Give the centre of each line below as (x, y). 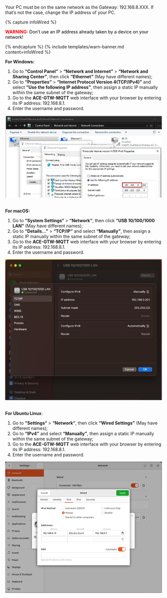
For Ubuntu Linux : (24, 414)
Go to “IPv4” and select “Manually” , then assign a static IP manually (83, 434)
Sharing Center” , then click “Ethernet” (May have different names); (82, 76)
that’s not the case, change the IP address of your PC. (60, 12)
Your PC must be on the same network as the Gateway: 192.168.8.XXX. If (80, 7)
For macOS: (18, 211)
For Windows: (20, 62)
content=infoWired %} (28, 52)
